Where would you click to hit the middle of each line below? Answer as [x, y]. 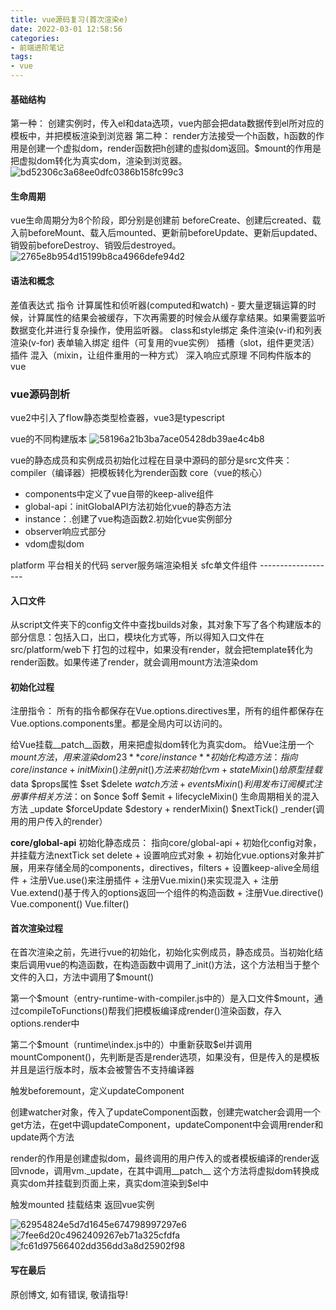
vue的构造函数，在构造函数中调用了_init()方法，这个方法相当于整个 [182, 965]
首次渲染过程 [36, 928]
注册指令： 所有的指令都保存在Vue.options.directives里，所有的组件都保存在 [167, 711]
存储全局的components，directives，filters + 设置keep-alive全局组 [182, 868]
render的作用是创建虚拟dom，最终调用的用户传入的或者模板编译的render [161, 1158]
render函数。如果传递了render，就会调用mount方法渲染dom [134, 662]
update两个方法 [42, 1137]
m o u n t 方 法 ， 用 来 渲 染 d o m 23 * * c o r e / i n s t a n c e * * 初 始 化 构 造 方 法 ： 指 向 [154, 757]
